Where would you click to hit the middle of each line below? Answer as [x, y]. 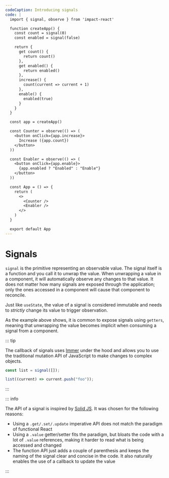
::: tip [11, 340]
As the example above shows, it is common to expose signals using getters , [85, 320]
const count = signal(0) [40, 33]
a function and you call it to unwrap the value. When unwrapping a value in [83, 273]
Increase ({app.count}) [44, 140]
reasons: [14, 414]
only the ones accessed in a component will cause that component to [78, 289]
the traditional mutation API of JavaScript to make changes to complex [79, 356]
